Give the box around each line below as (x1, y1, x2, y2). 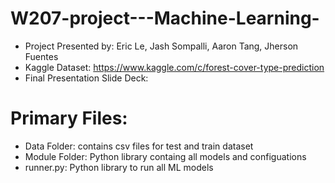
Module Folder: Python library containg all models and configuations (24, 150, 307, 162)
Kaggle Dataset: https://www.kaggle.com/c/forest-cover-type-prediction (24, 61, 325, 73)
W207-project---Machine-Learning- (10, 7, 320, 30)
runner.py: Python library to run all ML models (24, 161, 214, 173)
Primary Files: (10, 107, 128, 130)
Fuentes (24, 50, 59, 62)
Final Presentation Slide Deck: (24, 72, 149, 84)
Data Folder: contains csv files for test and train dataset (24, 140, 254, 152)
